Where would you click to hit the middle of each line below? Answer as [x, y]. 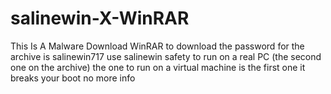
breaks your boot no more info [73, 78]
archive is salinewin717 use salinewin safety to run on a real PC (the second [166, 56]
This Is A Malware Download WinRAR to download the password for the [157, 46]
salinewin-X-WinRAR [100, 18]
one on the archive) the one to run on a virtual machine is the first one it [158, 67]
